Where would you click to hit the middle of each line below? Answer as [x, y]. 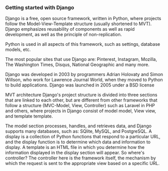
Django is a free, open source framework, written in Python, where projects [83, 19]
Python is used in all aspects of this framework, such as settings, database [83, 44]
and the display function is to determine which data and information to [78, 142]
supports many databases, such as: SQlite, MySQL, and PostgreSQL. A [78, 131]
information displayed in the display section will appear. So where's [75, 153]
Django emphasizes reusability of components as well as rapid [70, 29]
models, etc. [18, 50]
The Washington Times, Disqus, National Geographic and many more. [77, 65]
